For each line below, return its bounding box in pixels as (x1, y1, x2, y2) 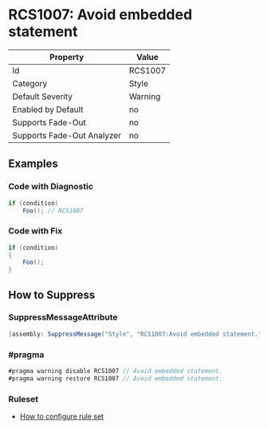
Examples (8, 157, 58, 171)
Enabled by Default (12, 104, 84, 115)
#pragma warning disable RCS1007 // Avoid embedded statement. (8, 367, 223, 375)
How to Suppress (8, 288, 96, 301)
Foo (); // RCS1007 (22, 206, 84, 215)
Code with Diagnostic (8, 181, 94, 193)
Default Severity (12, 90, 73, 101)
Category (12, 77, 48, 89)
